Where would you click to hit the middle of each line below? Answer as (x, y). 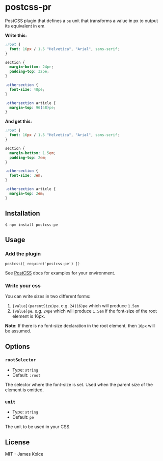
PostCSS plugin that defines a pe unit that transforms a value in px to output (81, 21)
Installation (23, 213)
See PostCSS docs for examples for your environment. (60, 273)
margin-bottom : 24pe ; (32, 67)
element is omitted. (25, 390)
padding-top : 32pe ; (29, 72)
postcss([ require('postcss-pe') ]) (42, 264)
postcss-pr (28, 7)
